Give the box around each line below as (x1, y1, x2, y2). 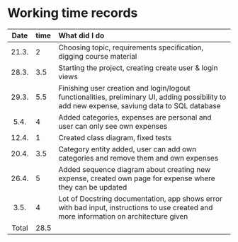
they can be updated (58, 182, 127, 192)
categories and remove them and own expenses (58, 153, 219, 163)
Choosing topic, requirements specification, (58, 42, 204, 52)
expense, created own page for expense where (58, 173, 215, 183)
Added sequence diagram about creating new (58, 164, 211, 174)
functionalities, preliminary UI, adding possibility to (58, 92, 227, 102)
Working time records (7, 5, 138, 21)
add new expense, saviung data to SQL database (58, 100, 221, 110)
